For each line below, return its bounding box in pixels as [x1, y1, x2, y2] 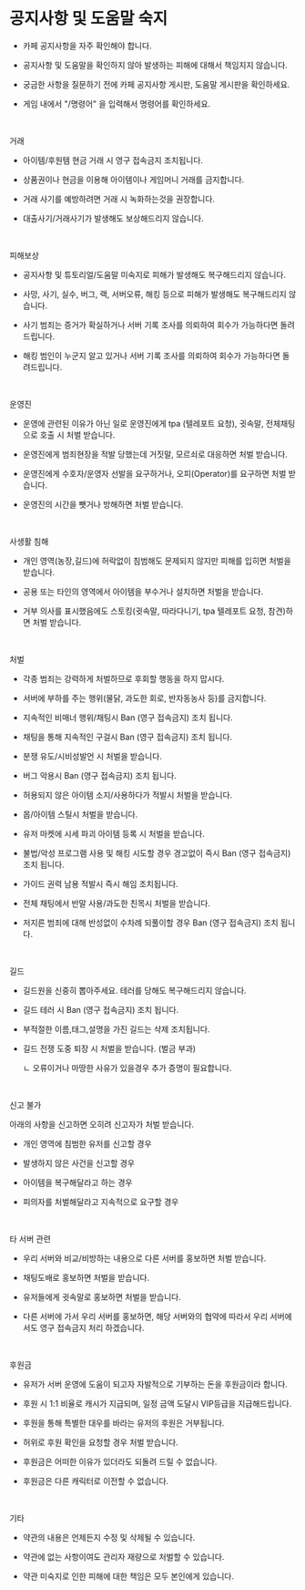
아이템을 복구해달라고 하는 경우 [22, 1177, 133, 1188]
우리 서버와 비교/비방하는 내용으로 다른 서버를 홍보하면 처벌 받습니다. [22, 1253, 267, 1264]
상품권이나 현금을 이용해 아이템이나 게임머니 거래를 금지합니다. [22, 174, 245, 185]
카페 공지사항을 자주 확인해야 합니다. [22, 40, 152, 51]
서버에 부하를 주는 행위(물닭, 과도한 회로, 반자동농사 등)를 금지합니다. [22, 692, 267, 703]
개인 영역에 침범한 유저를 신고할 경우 [22, 1138, 152, 1149]
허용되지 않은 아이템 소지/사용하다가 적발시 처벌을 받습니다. [22, 790, 233, 800]
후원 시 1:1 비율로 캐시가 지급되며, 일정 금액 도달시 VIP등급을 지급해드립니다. [22, 1398, 292, 1409]
